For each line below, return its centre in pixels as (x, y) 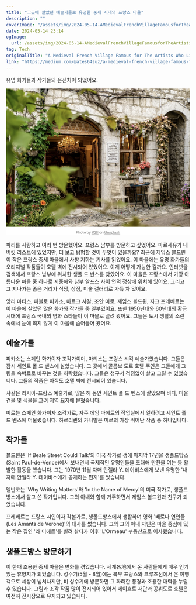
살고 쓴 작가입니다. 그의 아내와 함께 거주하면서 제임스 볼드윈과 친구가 (104, 497)
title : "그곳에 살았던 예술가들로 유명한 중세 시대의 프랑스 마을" (75, 12)
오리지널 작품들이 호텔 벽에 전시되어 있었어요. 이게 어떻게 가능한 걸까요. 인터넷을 (97, 267)
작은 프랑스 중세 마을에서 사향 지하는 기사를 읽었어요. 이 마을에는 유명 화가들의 (101, 259)
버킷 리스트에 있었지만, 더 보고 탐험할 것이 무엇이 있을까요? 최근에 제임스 (88, 252)
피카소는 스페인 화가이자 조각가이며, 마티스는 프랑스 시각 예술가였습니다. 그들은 (96, 358)
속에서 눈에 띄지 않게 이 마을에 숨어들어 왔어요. (59, 323)
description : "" (26, 18)
